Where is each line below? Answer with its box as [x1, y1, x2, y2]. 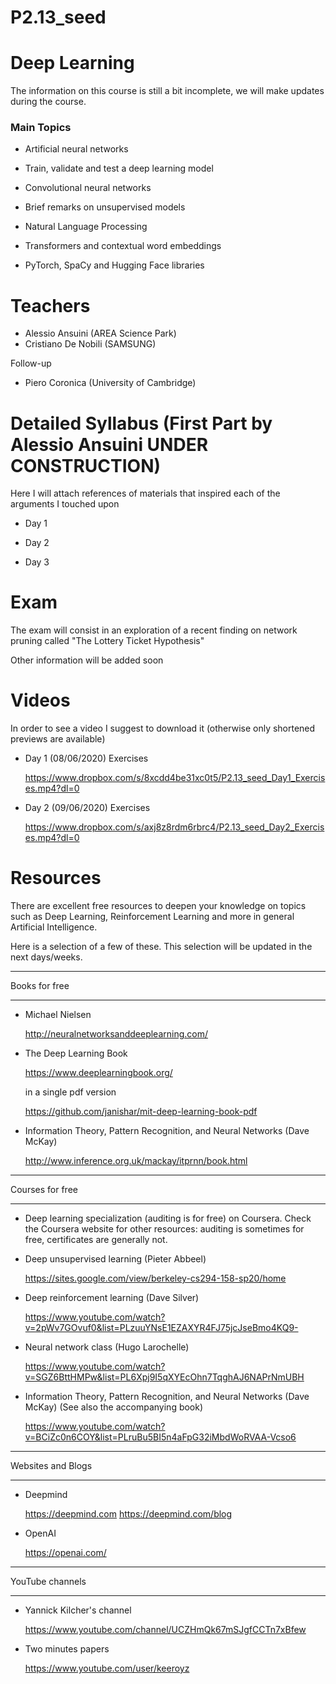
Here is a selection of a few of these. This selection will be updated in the [10, 941, 313, 953]
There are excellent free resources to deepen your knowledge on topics [10, 900, 307, 912]
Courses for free [10, 1184, 78, 1196]
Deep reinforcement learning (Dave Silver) [24, 1292, 200, 1304]
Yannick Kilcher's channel [24, 1604, 132, 1616]
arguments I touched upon [10, 498, 120, 510]
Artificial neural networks [24, 143, 129, 155]
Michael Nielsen [24, 1009, 92, 1021]
